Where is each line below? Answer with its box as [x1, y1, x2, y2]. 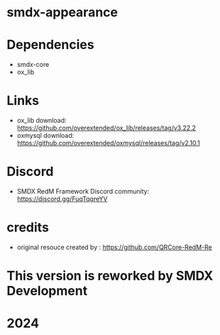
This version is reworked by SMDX [6, 268, 214, 284]
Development [6, 283, 88, 299]
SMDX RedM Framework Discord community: [16, 187, 150, 195]
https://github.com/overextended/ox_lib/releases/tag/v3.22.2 [16, 123, 197, 132]
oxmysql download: [16, 131, 75, 140]
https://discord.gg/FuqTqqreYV [16, 194, 108, 203]
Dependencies [6, 37, 94, 53]
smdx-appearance [6, 4, 119, 21]
